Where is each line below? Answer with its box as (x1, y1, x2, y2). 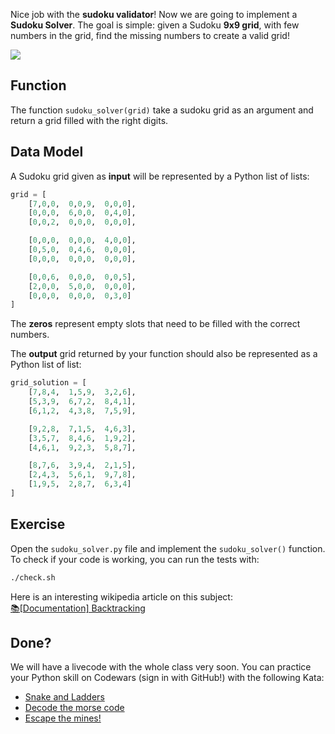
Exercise (10, 516, 66, 533)
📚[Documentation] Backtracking (10, 602, 146, 614)
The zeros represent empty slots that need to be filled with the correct (10, 318, 301, 330)
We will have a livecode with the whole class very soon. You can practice (10, 661, 312, 673)
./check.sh (10, 572, 56, 583)
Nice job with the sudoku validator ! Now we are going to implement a (10, 9, 298, 20)
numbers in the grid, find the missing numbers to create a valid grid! (10, 30, 290, 41)
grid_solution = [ (10, 378, 87, 388)
